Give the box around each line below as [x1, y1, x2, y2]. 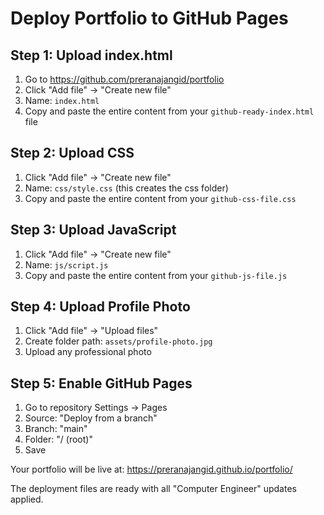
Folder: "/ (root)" [24, 433, 93, 446]
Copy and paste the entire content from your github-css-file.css [24, 192, 297, 204]
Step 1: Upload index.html [10, 47, 173, 64]
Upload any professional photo [24, 346, 152, 358]
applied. [10, 493, 44, 506]
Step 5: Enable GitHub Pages [10, 375, 193, 392]
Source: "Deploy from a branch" [24, 412, 158, 424]
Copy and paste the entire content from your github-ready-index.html [24, 105, 315, 117]
